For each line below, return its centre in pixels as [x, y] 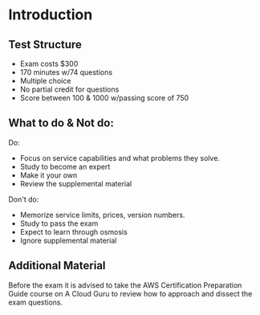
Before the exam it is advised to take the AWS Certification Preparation [125, 285]
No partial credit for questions [69, 89]
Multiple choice [45, 81]
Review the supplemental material [76, 183]
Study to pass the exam [59, 223]
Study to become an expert [65, 166]
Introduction [51, 15]
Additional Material [57, 266]
